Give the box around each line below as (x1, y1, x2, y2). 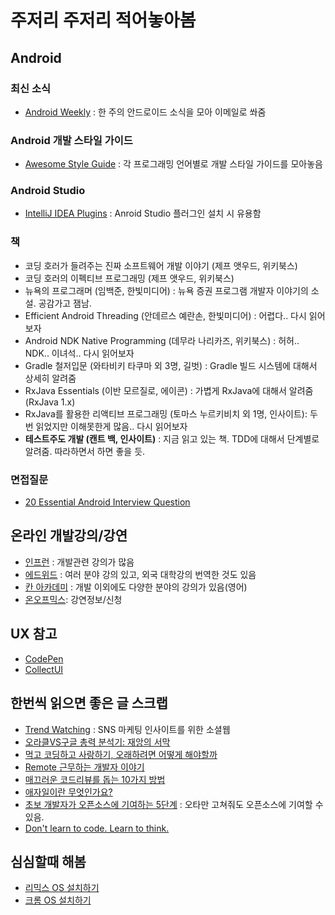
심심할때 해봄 (10, 853, 87, 870)
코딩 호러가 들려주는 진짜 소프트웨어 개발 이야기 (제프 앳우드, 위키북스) (24, 259, 298, 271)
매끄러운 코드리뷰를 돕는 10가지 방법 (24, 773, 166, 785)
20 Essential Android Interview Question (24, 496, 191, 508)
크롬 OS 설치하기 (24, 894, 92, 906)
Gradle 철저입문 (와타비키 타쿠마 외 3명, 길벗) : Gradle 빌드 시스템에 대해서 (24, 359, 318, 371)
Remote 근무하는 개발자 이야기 (24, 761, 145, 773)
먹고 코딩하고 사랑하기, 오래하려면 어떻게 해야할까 (24, 748, 218, 760)
